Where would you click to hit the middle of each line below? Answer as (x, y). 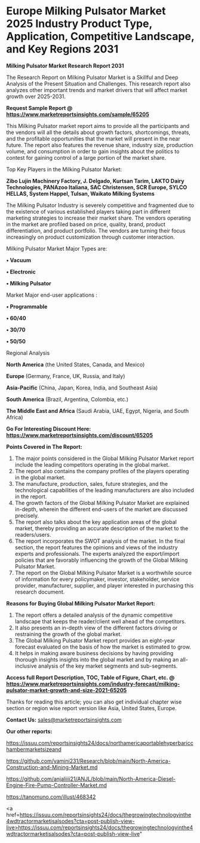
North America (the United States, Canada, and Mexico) (76, 364)
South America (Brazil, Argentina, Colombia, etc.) (67, 399)
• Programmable (27, 306)
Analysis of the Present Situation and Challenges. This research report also (99, 83)
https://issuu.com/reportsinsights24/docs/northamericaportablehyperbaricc (100, 742)
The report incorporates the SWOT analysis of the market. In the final (100, 541)
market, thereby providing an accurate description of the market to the (101, 528)
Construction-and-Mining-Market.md (52, 767)
